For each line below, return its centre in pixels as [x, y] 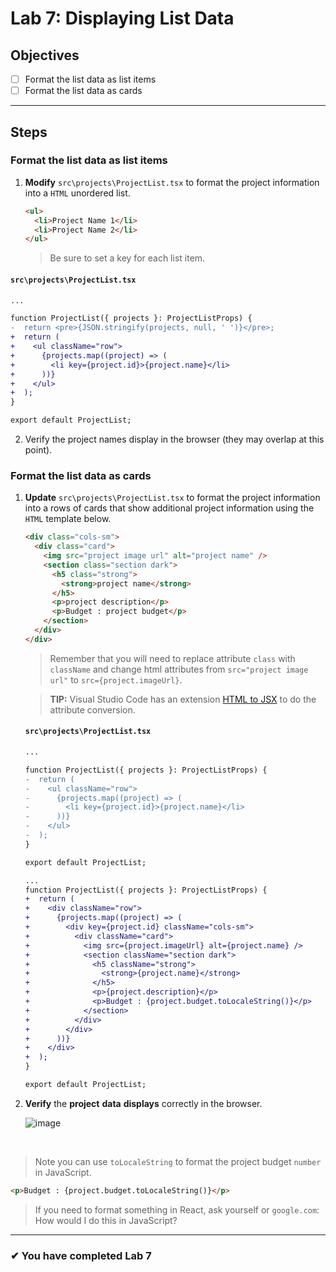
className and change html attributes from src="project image [179, 669]
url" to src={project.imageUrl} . [116, 679]
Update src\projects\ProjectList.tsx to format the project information [172, 498]
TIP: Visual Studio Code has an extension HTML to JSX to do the [183, 699]
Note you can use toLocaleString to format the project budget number [178, 1161]
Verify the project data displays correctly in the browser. [143, 1103]
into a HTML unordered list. [77, 193]
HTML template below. [68, 519]
